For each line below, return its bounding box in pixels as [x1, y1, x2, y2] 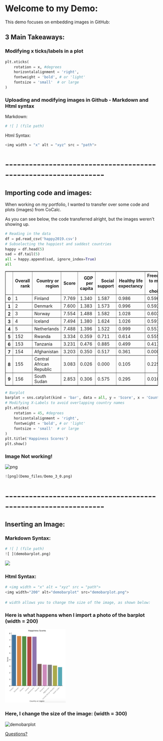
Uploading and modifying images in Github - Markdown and [5, 96, 149, 103]
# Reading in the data [5, 231, 51, 236]
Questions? [5, 731, 28, 737]
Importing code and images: [5, 188, 92, 197]
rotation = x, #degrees [14, 64, 62, 70]
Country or [36, 278, 59, 284]
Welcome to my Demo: [5, 3, 98, 14]
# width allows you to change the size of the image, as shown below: [5, 600, 151, 605]
